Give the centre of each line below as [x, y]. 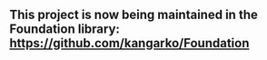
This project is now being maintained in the [134, 15]
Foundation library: [65, 30]
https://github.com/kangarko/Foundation [129, 43]
